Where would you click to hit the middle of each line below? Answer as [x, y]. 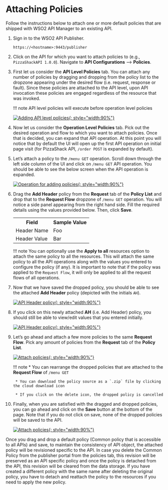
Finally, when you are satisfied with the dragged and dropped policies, [85, 404]
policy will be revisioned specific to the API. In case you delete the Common [84, 450]
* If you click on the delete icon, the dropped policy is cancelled [89, 395]
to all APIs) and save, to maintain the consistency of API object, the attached [84, 444]
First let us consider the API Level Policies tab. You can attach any [81, 72]
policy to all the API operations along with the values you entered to [82, 261]
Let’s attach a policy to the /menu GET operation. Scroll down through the [87, 158]
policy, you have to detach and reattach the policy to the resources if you [81, 476]
